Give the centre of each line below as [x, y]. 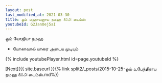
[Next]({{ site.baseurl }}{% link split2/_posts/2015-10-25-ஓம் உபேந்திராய [81, 69]
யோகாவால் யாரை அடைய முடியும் [45, 49]
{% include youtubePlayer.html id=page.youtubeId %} [62, 59]
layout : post [19, 10]
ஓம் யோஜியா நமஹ [24, 39]
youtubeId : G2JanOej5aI [31, 24]
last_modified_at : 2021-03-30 [38, 15]
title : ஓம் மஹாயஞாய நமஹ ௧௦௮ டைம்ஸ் [45, 19]
